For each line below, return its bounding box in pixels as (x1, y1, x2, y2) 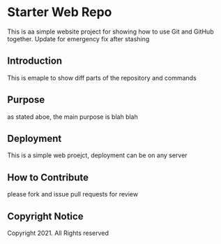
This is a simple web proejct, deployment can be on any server (7, 151, 188, 159)
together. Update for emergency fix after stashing (7, 34, 150, 43)
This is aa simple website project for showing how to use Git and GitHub (7, 27, 214, 36)
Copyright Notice (7, 210, 84, 222)
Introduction (7, 55, 63, 67)
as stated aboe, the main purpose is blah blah (7, 113, 138, 121)
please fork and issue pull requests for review (7, 190, 138, 199)
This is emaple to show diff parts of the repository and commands (7, 73, 197, 82)
